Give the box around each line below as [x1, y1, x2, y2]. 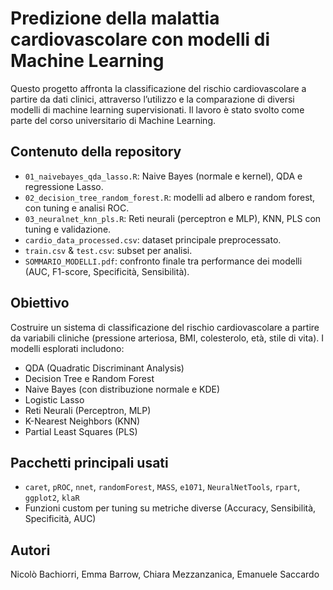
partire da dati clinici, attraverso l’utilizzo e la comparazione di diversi [10, 93, 295, 105]
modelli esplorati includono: [10, 342, 125, 354]
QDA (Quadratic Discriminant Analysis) [24, 362, 185, 374]
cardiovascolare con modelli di [10, 28, 270, 51]
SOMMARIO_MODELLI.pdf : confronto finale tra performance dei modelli [24, 255, 303, 267]
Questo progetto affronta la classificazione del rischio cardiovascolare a [10, 82, 307, 94]
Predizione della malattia [10, 7, 220, 30]
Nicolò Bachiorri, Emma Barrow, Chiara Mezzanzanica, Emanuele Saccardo [10, 568, 320, 581]
